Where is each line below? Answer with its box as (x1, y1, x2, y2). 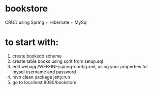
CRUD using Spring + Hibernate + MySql (5, 19, 88, 25)
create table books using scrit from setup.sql (12, 58, 103, 64)
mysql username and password (12, 69, 76, 75)
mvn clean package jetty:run (12, 74, 70, 80)
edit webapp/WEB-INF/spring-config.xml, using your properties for (12, 63, 149, 69)
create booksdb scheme (12, 53, 62, 59)
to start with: (5, 37, 59, 48)
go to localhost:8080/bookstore (12, 79, 77, 85)
